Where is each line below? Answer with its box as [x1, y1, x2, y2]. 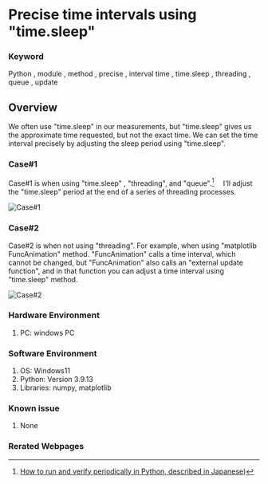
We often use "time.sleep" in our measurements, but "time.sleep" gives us [8, 122, 252, 132]
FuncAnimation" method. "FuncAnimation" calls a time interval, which [8, 249, 236, 258]
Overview [8, 100, 58, 114]
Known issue [8, 403, 60, 414]
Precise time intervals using [8, 6, 197, 24]
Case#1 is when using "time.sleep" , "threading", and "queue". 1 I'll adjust [8, 177, 253, 188]
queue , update [8, 77, 58, 87]
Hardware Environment [8, 309, 100, 321]
